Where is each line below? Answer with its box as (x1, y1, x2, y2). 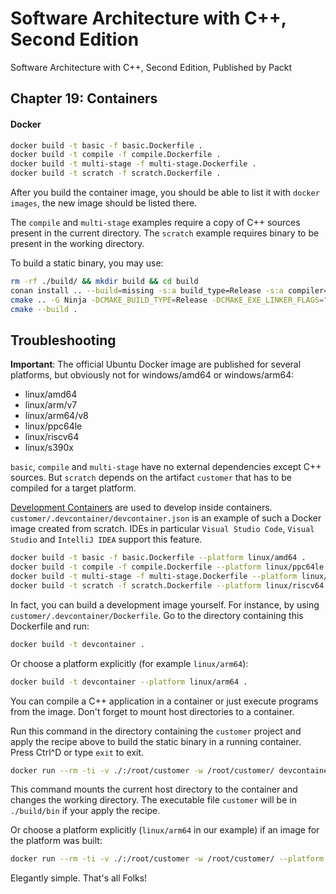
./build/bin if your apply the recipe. (10, 805, 161, 817)
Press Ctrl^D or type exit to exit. (10, 746, 145, 758)
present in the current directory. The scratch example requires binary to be (10, 227, 320, 239)
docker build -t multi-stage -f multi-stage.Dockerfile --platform (10, 572, 298, 582)
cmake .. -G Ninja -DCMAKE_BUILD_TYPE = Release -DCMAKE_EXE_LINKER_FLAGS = (10, 295, 325, 305)
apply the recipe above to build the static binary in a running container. (10, 735, 302, 747)
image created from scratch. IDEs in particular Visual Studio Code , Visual (10, 523, 315, 535)
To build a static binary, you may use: (10, 257, 164, 269)
